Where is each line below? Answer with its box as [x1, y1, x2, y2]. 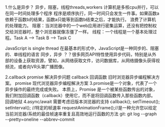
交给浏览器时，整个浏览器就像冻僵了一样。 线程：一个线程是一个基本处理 [5, 29, 153, 34]
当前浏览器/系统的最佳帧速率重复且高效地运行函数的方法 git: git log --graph [5, 111, 157, 117]
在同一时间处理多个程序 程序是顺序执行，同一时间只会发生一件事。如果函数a [5, 10, 160, 16]
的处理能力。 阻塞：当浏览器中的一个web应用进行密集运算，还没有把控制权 [5, 23, 157, 28]
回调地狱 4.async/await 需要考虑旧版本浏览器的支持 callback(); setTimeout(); [5, 99, 160, 104]
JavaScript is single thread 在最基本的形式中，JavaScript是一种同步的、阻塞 [5, 46, 159, 51]
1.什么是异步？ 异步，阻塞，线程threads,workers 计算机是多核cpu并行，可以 [5, 4, 159, 10]
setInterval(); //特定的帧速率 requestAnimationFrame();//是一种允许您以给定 [5, 105, 157, 110]
